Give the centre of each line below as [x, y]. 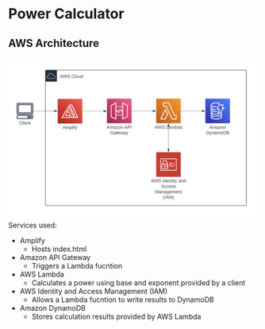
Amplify [33, 240]
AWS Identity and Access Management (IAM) [94, 291]
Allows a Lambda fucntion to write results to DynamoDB [123, 300]
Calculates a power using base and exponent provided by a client [138, 282]
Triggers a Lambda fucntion [77, 265]
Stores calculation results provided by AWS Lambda [116, 316]
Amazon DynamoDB [52, 308]
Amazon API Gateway [55, 257]
